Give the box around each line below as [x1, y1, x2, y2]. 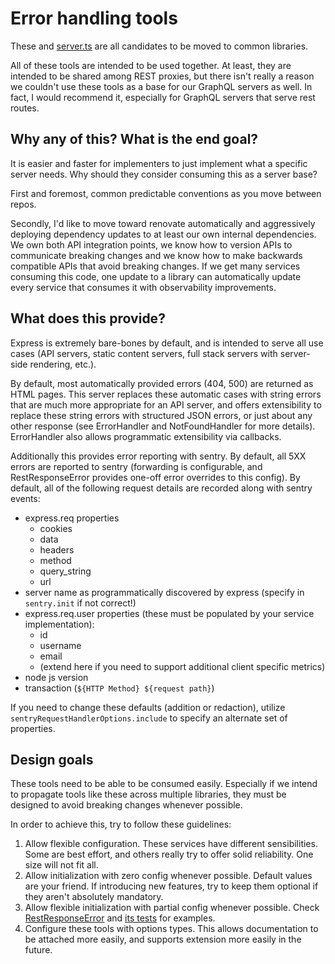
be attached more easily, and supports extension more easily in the [24, 933, 302, 946]
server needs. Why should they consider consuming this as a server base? [10, 168, 318, 180]
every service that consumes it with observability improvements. [10, 281, 277, 293]
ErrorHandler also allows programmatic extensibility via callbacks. [10, 430, 282, 442]
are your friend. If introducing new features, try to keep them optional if [24, 880, 319, 892]
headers [39, 543, 75, 556]
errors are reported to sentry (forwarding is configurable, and [10, 460, 263, 472]
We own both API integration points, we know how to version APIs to [10, 238, 293, 251]
